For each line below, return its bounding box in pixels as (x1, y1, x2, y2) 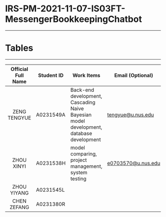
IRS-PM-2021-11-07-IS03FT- (5, 3, 125, 14)
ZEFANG (9, 204, 30, 211)
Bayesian (70, 111, 92, 118)
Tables (5, 43, 34, 54)
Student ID (38, 72, 64, 78)
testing (70, 175, 86, 182)
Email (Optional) (114, 72, 153, 78)
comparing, (70, 150, 97, 157)
